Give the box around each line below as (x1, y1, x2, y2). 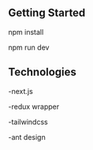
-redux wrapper (8, 102, 60, 111)
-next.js (8, 86, 33, 96)
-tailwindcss (8, 117, 49, 126)
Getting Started (8, 6, 86, 20)
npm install (8, 27, 44, 36)
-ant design (8, 132, 46, 141)
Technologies (8, 66, 77, 79)
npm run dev (8, 43, 50, 52)
